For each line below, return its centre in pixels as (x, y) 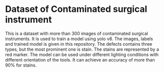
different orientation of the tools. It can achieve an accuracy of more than (80, 60)
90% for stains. (21, 65)
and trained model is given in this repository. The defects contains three (79, 44)
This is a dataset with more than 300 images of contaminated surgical (77, 33)
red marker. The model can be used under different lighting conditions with (82, 54)
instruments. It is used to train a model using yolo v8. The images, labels (79, 39)
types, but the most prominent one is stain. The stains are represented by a (82, 49)
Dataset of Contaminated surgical (76, 9)
